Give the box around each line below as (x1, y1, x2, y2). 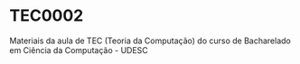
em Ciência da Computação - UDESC (9, 44, 149, 55)
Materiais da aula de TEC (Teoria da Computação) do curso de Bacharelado (9, 35, 291, 46)
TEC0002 (9, 5, 84, 26)
